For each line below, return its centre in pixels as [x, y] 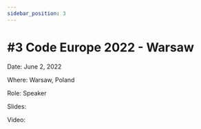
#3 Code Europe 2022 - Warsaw [100, 47]
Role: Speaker [27, 93]
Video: [17, 119]
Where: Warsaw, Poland [41, 80]
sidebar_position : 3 [37, 13]
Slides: [17, 106]
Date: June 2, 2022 [34, 67]
